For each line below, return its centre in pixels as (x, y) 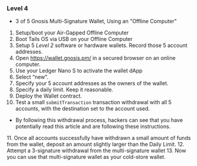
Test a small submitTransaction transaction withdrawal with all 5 (93, 102)
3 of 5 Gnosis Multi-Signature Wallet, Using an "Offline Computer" (96, 21)
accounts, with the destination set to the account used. (82, 109)
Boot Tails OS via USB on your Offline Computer (74, 39)
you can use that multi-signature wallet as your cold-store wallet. (86, 157)
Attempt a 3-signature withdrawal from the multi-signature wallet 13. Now (96, 151)
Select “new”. (32, 77)
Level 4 (18, 8)
